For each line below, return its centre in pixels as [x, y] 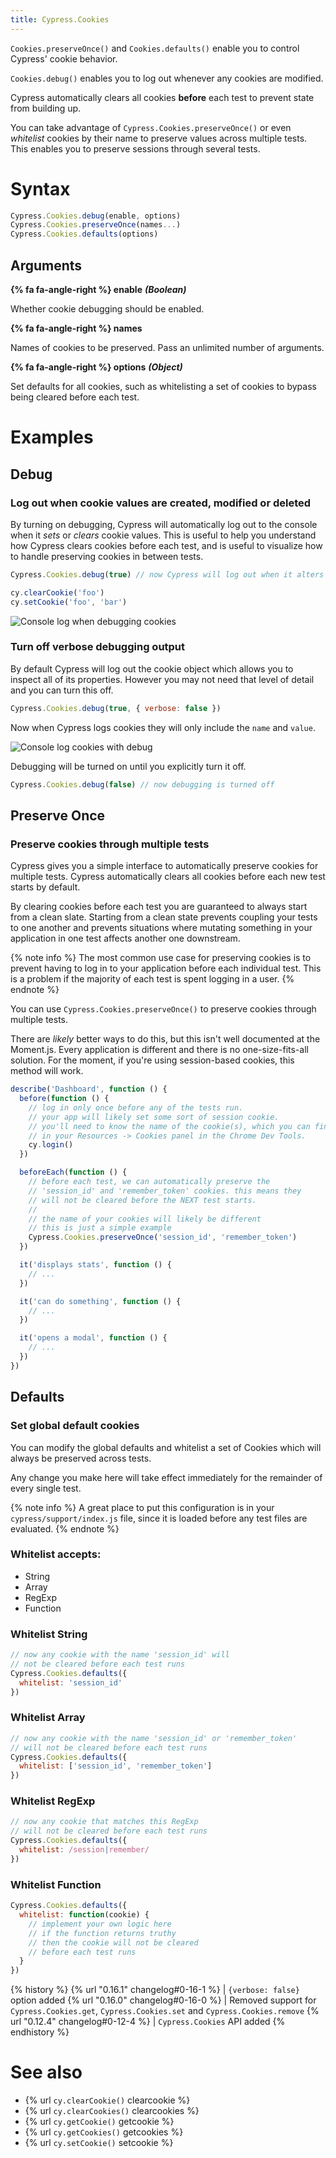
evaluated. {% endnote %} [65, 1528]
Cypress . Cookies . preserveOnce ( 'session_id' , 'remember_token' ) [163, 1237]
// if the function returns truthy [102, 1933]
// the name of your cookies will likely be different [145, 1219]
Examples [52, 437]
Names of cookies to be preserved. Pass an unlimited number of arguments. [167, 347]
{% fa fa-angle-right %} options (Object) [96, 367]
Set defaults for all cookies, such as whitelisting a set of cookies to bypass [163, 386]
